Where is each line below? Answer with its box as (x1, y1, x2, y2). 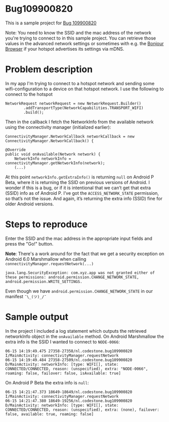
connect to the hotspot (5, 91, 53, 97)
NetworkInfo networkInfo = (14, 156, 71, 161)
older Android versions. (5, 201, 54, 207)
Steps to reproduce (5, 219, 88, 230)
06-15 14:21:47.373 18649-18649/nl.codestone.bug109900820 (5, 389, 133, 395)
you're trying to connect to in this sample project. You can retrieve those (5, 35, 156, 41)
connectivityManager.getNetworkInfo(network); (5, 160, 105, 165)
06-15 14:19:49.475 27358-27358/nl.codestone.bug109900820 (5, 348, 133, 354)
